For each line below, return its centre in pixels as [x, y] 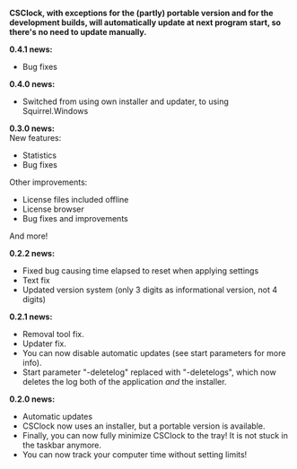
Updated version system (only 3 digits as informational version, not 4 [150, 290]
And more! [29, 236]
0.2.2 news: [32, 253]
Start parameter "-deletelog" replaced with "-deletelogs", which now [149, 372]
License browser [53, 209]
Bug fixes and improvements [75, 218]
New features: [35, 138]
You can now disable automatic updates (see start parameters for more [154, 353]
